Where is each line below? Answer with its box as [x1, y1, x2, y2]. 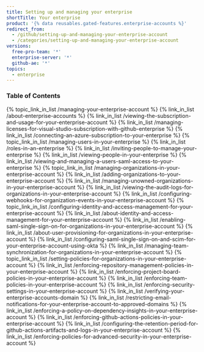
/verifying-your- [144, 287, 185, 295]
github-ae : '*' [12, 60, 51, 66]
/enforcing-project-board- [115, 268, 181, 275]
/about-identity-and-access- [101, 209, 174, 217]
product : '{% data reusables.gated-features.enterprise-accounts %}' [6, 20, 188, 26]
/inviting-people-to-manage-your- [111, 144, 197, 152]
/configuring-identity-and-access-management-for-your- [48, 203, 194, 210]
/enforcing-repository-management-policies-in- [73, 261, 194, 269]
